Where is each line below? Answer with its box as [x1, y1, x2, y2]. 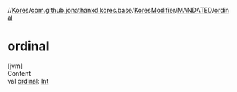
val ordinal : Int [7, 76, 49, 85]
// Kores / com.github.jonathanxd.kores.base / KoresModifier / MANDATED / [7, 6, 215, 14]
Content [7, 69, 31, 77]
